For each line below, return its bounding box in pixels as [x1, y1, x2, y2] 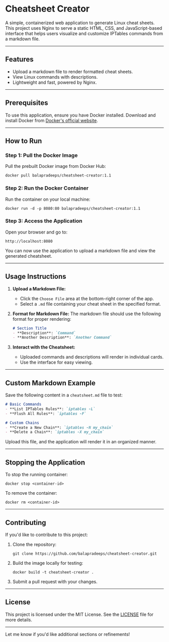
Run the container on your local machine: [5, 196, 91, 202]
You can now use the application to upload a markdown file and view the [5, 248, 156, 254]
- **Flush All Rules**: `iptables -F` [5, 411, 87, 416]
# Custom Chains [5, 420, 39, 425]
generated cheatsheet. [5, 253, 52, 259]
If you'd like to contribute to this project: [5, 532, 88, 538]
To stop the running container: [5, 472, 68, 478]
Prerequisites [5, 99, 48, 107]
